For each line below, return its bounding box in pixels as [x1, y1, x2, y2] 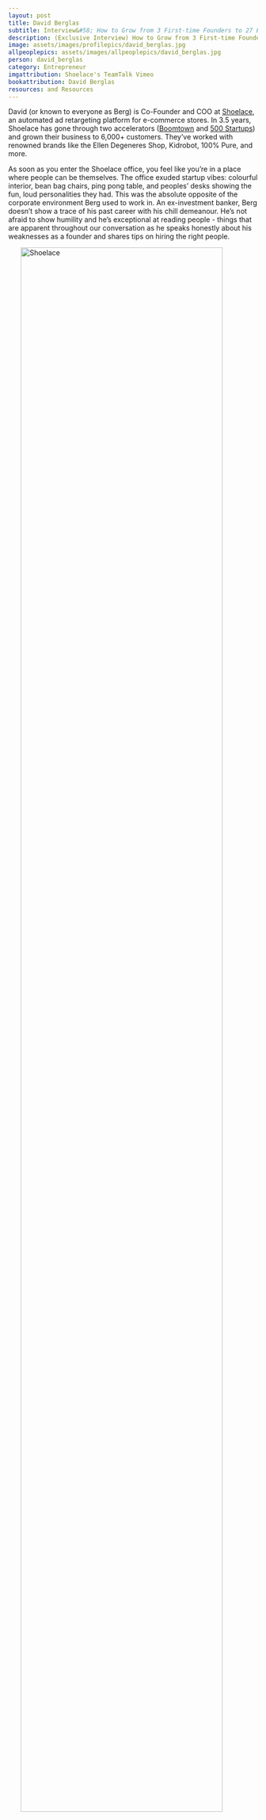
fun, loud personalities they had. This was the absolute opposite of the [8, 189, 238, 199]
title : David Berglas [8, 19, 80, 27]
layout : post [8, 11, 51, 20]
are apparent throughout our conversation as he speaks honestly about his [8, 223, 252, 233]
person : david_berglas [8, 56, 83, 64]
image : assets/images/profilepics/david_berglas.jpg [8, 41, 186, 49]
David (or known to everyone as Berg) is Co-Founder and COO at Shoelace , [8, 107, 255, 116]
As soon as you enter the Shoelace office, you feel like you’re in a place [8, 164, 241, 174]
